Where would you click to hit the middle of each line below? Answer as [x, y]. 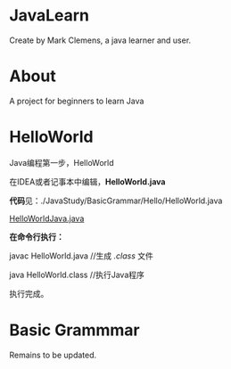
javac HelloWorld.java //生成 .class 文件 [82, 256]
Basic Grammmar [74, 330]
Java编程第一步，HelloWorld [62, 162]
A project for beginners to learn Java [77, 101]
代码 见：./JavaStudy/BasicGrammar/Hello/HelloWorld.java [116, 201]
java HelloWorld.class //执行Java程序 [77, 275]
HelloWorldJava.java [47, 218]
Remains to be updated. [53, 355]
